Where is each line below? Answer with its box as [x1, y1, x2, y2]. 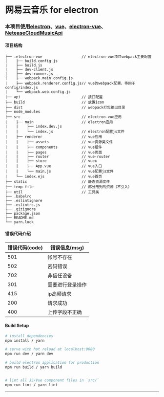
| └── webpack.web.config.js [5, 89, 71, 94]
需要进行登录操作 [47, 281, 87, 288]
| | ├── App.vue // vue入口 [5, 164, 102, 169]
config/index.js [5, 85, 38, 90]
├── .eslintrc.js [5, 202, 41, 208]
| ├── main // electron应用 [5, 120, 113, 125]
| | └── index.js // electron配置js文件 [5, 129, 125, 134]
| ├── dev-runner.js [5, 71, 54, 76]
